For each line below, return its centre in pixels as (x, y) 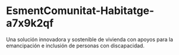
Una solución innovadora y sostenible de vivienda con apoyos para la (90, 39)
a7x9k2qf (30, 23)
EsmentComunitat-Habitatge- (80, 11)
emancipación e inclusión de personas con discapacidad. (75, 46)
